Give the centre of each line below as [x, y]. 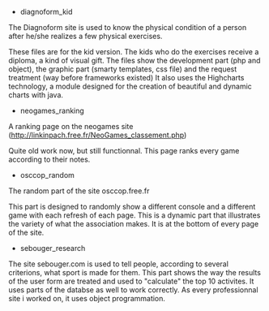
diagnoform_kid [46, 12]
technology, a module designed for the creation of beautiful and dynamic [130, 86]
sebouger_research [53, 248]
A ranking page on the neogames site [71, 126]
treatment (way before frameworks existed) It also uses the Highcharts [126, 78]
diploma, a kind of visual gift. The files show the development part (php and [134, 60]
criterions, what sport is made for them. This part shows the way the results [135, 272]
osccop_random [47, 175]
